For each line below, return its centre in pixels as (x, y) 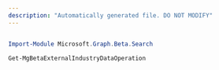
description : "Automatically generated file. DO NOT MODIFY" (111, 15)
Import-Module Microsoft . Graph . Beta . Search (81, 44)
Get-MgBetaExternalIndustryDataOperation (77, 58)
